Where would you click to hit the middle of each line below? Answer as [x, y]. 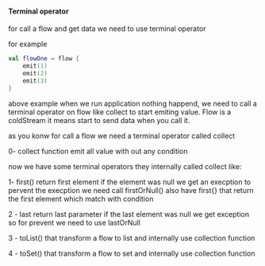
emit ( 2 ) [35, 73]
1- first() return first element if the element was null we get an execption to [130, 182]
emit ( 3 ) [35, 81]
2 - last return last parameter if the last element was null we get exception [129, 214]
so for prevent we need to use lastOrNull [75, 222]
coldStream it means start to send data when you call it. [99, 120]
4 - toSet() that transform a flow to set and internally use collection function [132, 253]
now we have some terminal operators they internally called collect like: [125, 166]
